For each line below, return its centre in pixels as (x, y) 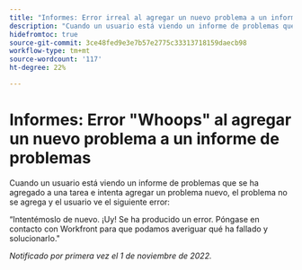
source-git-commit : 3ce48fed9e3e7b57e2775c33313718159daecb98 (128, 43)
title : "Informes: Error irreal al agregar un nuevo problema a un (138, 17)
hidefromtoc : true (44, 34)
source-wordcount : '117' (56, 59)
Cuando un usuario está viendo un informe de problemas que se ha (134, 183)
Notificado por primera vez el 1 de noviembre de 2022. (111, 256)
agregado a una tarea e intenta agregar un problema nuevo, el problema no (148, 192)
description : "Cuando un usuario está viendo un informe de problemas (144, 26)
